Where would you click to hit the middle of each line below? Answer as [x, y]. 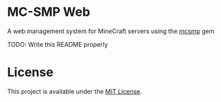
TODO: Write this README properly [58, 44]
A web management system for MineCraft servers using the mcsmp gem [111, 31]
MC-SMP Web [49, 12]
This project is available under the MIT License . [75, 91]
